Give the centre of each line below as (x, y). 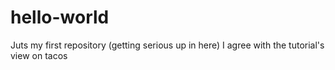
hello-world (60, 17)
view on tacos (39, 55)
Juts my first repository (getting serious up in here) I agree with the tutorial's (167, 45)
